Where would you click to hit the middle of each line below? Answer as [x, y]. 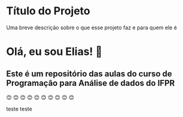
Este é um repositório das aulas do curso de [89, 74]
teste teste [19, 109]
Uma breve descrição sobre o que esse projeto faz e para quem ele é [92, 27]
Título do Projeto [48, 11]
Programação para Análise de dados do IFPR [91, 83]
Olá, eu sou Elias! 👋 [54, 52]
